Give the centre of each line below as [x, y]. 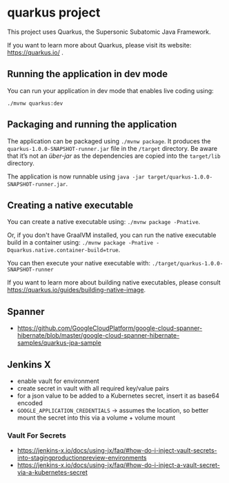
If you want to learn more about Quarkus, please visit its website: [99, 45]
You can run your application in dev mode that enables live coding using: [110, 90]
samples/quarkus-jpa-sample [59, 343]
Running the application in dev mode [87, 74]
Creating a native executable [70, 205]
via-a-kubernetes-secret [52, 473]
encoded [30, 403]
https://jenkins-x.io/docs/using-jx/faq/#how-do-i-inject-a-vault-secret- [119, 465]
